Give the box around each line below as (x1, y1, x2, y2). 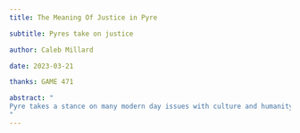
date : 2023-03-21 (9, 62, 74, 71)
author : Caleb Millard (9, 46, 94, 54)
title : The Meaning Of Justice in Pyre (9, 12, 158, 22)
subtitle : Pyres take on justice (9, 29, 134, 38)
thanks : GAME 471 (9, 78, 74, 87)
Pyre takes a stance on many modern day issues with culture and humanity (9, 102, 294, 112)
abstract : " (9, 94, 54, 103)
